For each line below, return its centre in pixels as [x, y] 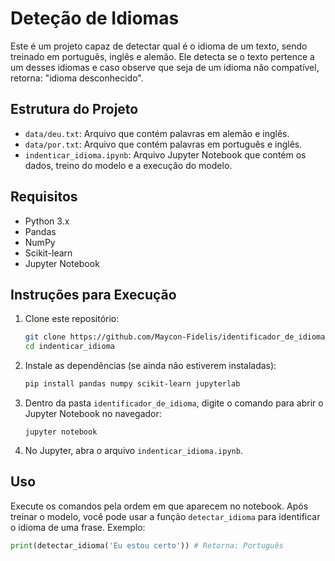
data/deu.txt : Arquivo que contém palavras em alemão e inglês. [157, 133]
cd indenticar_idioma [69, 347]
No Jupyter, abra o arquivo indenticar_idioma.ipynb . [133, 450]
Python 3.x [47, 221]
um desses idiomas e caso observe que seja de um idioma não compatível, [165, 67]
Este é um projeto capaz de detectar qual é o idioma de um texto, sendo [159, 46]
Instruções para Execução [93, 294]
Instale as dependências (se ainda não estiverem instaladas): [150, 366]
